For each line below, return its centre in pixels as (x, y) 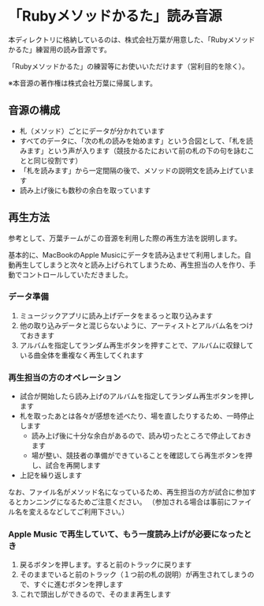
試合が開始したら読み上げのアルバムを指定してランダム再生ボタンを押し (137, 397)
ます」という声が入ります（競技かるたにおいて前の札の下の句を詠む (137, 150)
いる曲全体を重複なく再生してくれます (82, 355)
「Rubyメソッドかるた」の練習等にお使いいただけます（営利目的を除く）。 (129, 66)
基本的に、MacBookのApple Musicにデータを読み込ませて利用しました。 (126, 254)
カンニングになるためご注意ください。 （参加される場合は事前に (126, 502)
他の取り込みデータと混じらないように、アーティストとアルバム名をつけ (136, 326)
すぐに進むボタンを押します (78, 585)
